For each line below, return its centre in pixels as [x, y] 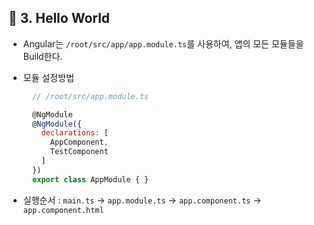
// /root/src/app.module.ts [91, 96]
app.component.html [63, 210]
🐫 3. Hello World [59, 18]
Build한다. [42, 56]
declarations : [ [75, 133]
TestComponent [79, 152]
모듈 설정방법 [48, 77]
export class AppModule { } [91, 179]
